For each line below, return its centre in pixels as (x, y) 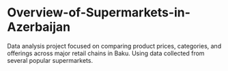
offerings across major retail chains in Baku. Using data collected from (106, 53)
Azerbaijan (39, 27)
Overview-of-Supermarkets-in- (99, 13)
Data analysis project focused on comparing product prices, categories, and (114, 46)
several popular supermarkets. (50, 60)
